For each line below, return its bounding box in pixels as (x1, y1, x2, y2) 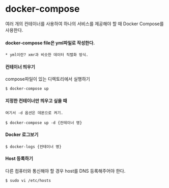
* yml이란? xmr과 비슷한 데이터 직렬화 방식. (5, 52, 89, 58)
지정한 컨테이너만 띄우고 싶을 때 (5, 98, 67, 104)
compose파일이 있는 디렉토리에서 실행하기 (5, 76, 91, 82)
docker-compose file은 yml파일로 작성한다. (5, 39, 95, 46)
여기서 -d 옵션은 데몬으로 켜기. (5, 110, 64, 115)
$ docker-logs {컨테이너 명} (5, 144, 62, 149)
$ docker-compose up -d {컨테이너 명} (5, 120, 82, 125)
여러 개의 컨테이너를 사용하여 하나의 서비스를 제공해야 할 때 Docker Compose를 (5, 20, 164, 27)
